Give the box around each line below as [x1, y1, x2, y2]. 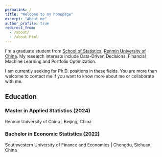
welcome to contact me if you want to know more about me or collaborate [5, 73, 154, 79]
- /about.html [9, 35, 38, 40]
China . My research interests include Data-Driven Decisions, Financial [5, 53, 146, 59]
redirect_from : [5, 26, 36, 30]
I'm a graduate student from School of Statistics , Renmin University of [5, 48, 146, 54]
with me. [5, 78, 23, 84]
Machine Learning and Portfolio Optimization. [5, 58, 96, 64]
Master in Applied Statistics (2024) [5, 107, 91, 114]
